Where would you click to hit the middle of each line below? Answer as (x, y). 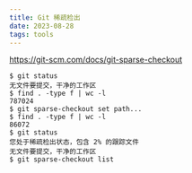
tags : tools (31, 34)
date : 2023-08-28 (42, 26)
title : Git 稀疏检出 (45, 17)
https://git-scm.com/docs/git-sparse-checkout (96, 60)
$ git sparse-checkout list (62, 160)
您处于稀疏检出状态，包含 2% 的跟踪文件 (74, 143)
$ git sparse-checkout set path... (76, 109)
